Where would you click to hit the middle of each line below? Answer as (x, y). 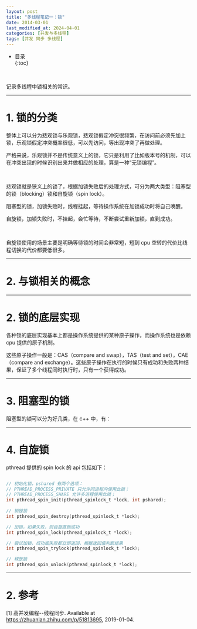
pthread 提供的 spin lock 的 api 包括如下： (57, 467)
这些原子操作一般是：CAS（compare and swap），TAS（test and (84, 355)
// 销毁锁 (17, 511)
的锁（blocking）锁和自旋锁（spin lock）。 (57, 193)
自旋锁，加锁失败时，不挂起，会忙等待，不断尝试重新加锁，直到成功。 (91, 219)
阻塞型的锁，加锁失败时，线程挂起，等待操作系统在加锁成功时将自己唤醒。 (96, 206)
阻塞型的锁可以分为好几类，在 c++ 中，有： (59, 419)
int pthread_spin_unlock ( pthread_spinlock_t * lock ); (72, 565)
